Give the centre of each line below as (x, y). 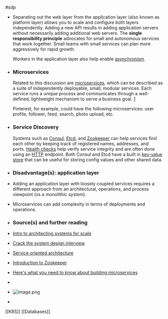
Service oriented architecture (43, 253)
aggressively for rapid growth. (44, 49)
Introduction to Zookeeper (40, 263)
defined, (21, 99)
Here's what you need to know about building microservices (75, 273)
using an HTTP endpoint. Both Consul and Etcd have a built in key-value (87, 154)
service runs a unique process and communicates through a (75, 94)
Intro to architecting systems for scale (52, 233)
